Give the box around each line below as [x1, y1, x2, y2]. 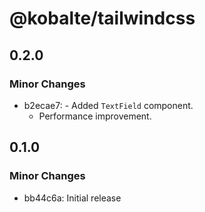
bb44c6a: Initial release [23, 192, 122, 204]
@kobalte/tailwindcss [9, 7, 196, 30]
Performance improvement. [38, 110, 152, 122]
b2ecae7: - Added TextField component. [23, 99, 194, 111]
